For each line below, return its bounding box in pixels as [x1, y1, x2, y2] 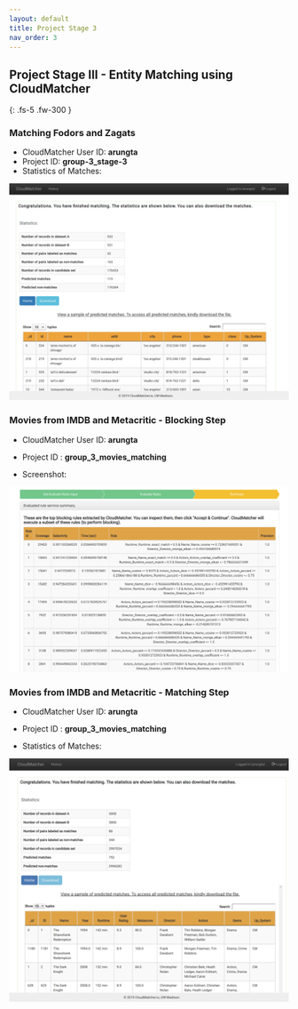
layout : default [9, 14, 69, 23]
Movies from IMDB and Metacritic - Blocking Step [9, 414, 226, 427]
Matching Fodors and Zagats [9, 127, 136, 140]
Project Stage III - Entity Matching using [9, 67, 233, 82]
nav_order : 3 [9, 33, 58, 42]
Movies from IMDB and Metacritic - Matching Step [9, 685, 230, 698]
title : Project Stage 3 [9, 23, 98, 33]
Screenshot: [21, 468, 67, 479]
